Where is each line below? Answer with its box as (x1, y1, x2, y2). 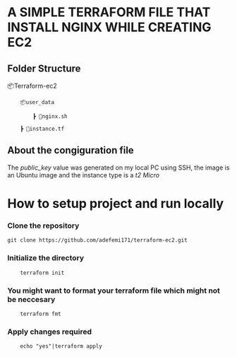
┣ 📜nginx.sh (32, 113, 68, 120)
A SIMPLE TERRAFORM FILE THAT (7, 4, 211, 21)
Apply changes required (7, 327, 92, 336)
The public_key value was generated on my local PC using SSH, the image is (7, 163, 230, 172)
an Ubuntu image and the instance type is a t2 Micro (7, 170, 160, 179)
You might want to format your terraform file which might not (7, 286, 221, 295)
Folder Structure (7, 62, 81, 74)
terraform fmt (20, 310, 61, 317)
